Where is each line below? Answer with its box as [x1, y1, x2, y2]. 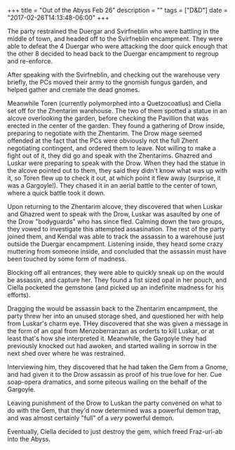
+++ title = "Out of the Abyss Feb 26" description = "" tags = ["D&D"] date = [7, 6, 228, 14]
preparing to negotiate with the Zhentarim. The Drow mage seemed [7, 129, 202, 137]
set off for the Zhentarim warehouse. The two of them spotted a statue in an [7, 107, 227, 115]
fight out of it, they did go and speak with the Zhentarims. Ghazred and [7, 151, 213, 160]
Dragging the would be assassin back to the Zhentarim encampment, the [7, 304, 218, 312]
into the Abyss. [7, 435, 51, 443]
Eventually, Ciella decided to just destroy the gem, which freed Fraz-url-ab [7, 427, 223, 435]
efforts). [7, 291, 31, 299]
